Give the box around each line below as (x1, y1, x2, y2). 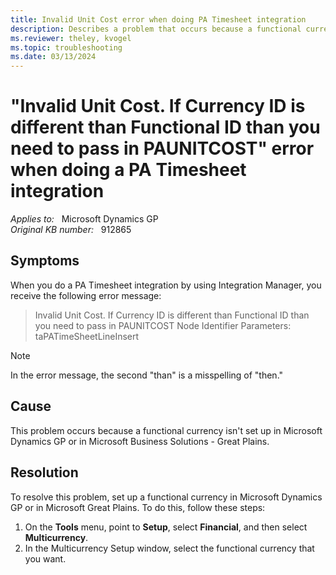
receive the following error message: (10, 289, 162, 301)
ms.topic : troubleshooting (10, 42, 123, 53)
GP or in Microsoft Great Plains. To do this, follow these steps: (10, 501, 266, 513)
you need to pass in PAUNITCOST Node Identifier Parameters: (34, 319, 292, 331)
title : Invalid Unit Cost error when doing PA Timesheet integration (10, 14, 307, 25)
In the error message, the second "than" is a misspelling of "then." (10, 369, 284, 381)
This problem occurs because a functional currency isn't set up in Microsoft (10, 424, 323, 436)
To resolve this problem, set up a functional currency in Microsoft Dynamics (10, 491, 323, 503)
